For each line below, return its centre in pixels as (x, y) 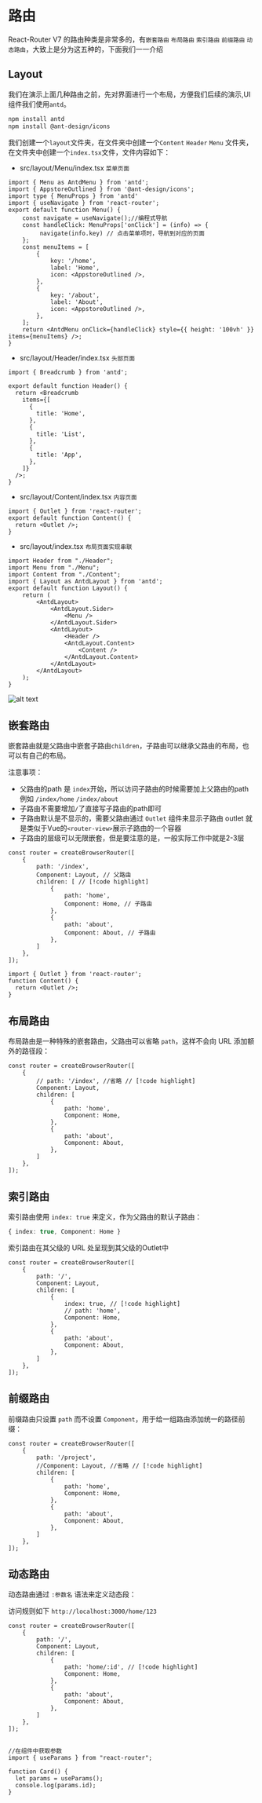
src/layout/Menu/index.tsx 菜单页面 (74, 168)
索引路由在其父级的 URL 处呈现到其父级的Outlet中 (88, 1247)
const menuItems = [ (56, 247)
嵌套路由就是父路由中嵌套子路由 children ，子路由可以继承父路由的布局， (126, 746)
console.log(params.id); (56, 1786)
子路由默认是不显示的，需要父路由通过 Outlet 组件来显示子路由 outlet (131, 818)
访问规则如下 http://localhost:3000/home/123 (82, 1611)
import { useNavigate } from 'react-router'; (84, 203)
